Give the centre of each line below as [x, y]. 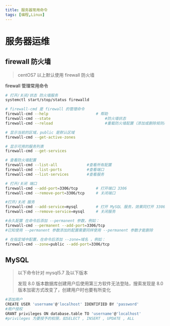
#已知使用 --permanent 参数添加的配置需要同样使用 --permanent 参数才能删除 [79, 230]
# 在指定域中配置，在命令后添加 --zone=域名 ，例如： [55, 239]
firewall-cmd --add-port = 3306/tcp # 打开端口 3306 [66, 188]
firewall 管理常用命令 [27, 86]
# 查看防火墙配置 [21, 160]
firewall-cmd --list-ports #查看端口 [55, 170]
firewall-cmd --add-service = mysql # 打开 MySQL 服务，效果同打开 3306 [85, 207]
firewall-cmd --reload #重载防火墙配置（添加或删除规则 [84, 123]
